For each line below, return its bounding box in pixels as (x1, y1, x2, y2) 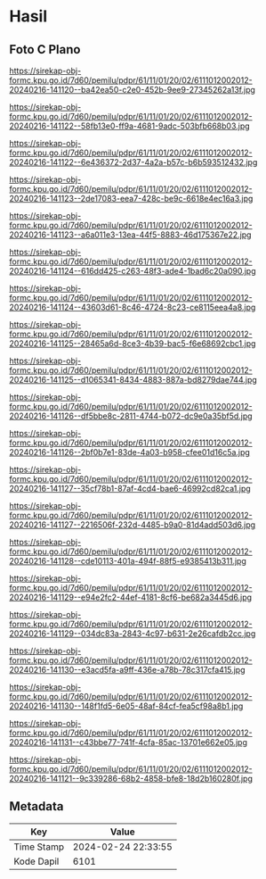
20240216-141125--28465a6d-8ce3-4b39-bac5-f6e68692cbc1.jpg (9, 338, 256, 349)
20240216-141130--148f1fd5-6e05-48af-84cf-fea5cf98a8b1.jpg (9, 701, 244, 711)
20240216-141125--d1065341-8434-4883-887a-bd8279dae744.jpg (9, 375, 258, 385)
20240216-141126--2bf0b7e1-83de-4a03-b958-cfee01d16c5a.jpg (9, 447, 251, 457)
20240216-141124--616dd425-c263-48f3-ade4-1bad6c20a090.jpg (9, 266, 256, 276)
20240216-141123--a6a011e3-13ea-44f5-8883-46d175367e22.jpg (9, 229, 252, 240)
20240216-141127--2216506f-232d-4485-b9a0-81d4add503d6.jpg (9, 519, 256, 530)
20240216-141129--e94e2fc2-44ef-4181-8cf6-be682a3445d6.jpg (9, 592, 252, 602)
